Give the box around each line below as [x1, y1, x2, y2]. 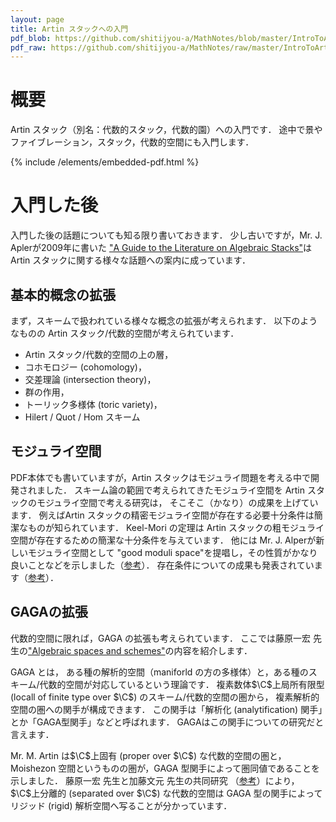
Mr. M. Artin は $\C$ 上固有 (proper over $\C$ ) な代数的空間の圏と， [10, 749, 287, 761]
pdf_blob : [10, 33, 52, 43]
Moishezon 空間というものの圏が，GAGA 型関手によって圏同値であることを [10, 762, 321, 774]
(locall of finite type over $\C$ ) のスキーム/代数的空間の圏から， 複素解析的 [10, 691, 320, 703]
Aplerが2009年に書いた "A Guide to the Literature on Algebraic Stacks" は [10, 242, 313, 254]
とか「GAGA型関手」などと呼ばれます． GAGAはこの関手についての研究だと [10, 716, 325, 728]
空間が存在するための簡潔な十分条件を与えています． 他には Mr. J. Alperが [10, 534, 317, 546]
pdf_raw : [10, 42, 47, 53]
